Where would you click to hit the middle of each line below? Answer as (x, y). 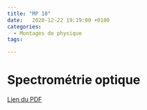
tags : (15, 40)
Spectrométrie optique (74, 80)
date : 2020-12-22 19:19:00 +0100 (59, 20)
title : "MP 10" (29, 14)
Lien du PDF (25, 100)
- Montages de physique (47, 33)
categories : (24, 26)
